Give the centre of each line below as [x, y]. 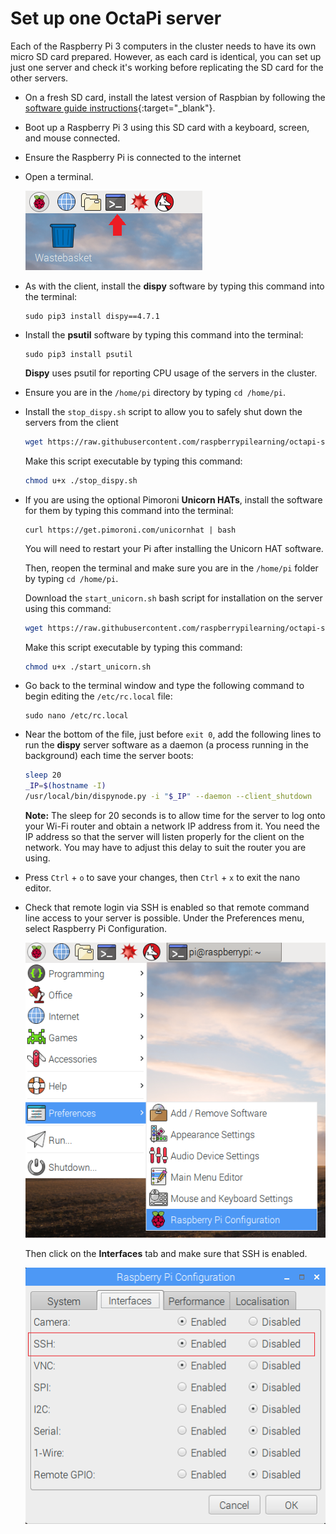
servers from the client [71, 422]
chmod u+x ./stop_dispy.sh [81, 480]
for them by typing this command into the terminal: [129, 510]
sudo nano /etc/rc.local [76, 716]
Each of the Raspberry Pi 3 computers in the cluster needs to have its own [163, 46]
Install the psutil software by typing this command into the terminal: [164, 334]
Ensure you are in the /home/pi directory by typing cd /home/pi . [155, 392]
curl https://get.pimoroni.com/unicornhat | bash [130, 530]
